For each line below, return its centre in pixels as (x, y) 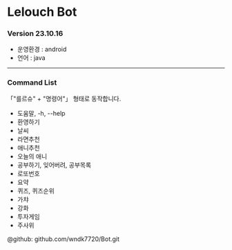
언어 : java (31, 58)
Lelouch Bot (42, 12)
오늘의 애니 (32, 156)
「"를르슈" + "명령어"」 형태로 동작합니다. (64, 98)
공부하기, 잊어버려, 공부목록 (54, 165)
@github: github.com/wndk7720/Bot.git (63, 239)
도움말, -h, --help (41, 113)
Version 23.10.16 (35, 34)
